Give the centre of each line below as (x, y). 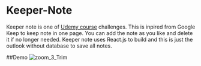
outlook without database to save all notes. (59, 46)
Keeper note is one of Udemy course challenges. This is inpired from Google (101, 27)
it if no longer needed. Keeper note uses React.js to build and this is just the (100, 39)
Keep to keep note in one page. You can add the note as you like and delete (100, 33)
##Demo (17, 57)
